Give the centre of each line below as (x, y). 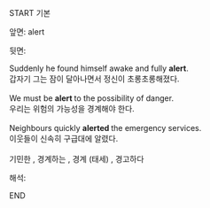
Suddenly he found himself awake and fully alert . (99, 68)
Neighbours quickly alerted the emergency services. (105, 128)
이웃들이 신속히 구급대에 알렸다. (64, 139)
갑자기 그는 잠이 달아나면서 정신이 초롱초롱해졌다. (94, 79)
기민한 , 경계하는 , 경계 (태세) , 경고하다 (77, 159)
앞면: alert (27, 32)
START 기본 (30, 13)
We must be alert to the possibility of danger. (92, 98)
